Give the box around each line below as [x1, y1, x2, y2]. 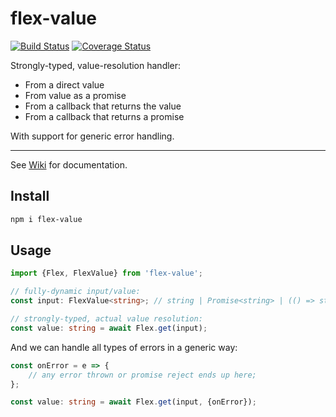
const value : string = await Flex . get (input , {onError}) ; [10, 397, 257, 407]
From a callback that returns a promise [24, 110, 185, 122]
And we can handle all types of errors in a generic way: [10, 341, 238, 353]
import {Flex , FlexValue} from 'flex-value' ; [10, 268, 203, 279]
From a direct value [24, 78, 105, 91]
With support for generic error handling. [10, 130, 175, 142]
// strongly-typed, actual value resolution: [10, 314, 203, 324]
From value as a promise [24, 89, 127, 101]
